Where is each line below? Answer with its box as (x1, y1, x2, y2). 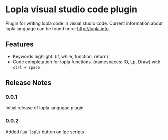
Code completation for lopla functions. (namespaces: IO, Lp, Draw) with (12, 59, 161, 65)
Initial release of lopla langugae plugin (5, 105, 84, 111)
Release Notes (5, 79, 52, 87)
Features (5, 40, 34, 49)
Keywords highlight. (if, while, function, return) (12, 53, 109, 59)
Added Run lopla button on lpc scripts (5, 129, 84, 135)
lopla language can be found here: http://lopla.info (5, 25, 109, 31)
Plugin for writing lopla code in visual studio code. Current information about (5, 20, 163, 26)
